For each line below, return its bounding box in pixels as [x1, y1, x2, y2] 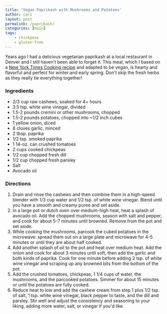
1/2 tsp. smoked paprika [12, 136, 62, 142]
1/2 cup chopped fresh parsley [12, 157, 76, 163]
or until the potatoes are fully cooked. [12, 282, 90, 288]
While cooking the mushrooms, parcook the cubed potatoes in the [12, 228, 149, 235]
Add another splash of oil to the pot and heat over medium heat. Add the [12, 244, 162, 250]
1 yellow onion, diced [12, 120, 56, 126]
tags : [5, 30, 16, 35]
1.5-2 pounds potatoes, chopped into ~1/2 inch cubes [12, 114, 123, 120]
